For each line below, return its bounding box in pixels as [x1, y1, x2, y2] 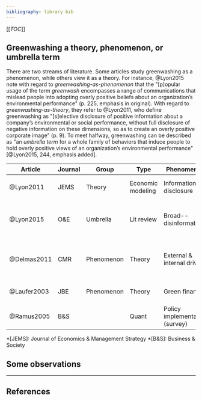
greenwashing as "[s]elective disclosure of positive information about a [6, 112, 183, 120]
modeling [129, 187, 156, 195]
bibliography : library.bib [6, 8, 74, 15]
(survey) [163, 320, 188, 328]
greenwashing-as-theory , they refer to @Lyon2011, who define [6, 106, 162, 114]
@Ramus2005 [9, 312, 50, 320]
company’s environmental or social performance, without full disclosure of [6, 119, 191, 126]
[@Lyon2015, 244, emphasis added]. [6, 151, 97, 158]
